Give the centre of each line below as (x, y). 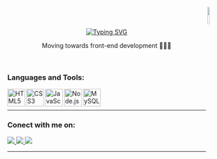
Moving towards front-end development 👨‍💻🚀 (107, 45)
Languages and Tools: (46, 77)
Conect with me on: (42, 125)
